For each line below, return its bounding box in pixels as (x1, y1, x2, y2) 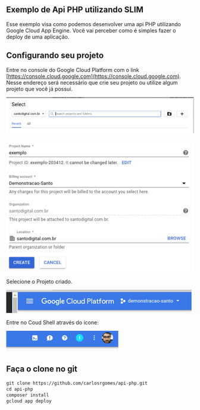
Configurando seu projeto (6, 51, 104, 61)
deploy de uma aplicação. (6, 33, 70, 40)
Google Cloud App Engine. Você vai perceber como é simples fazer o (6, 27, 176, 34)
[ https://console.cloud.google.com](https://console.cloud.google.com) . (6, 73, 182, 80)
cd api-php (6, 386, 33, 392)
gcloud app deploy (6, 398, 52, 404)
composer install (6, 392, 49, 398)
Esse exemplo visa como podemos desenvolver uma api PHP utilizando (6, 20, 182, 27)
